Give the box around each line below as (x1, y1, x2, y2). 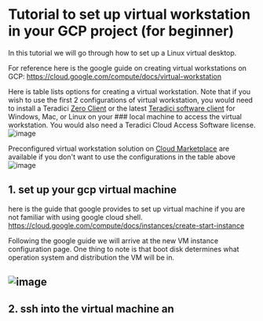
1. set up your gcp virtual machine (8, 183, 177, 197)
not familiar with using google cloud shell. (8, 212, 143, 221)
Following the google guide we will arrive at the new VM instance (8, 235, 218, 245)
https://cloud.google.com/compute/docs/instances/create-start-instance (8, 221, 245, 230)
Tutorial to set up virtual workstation (8, 5, 251, 24)
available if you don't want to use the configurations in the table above (8, 151, 236, 162)
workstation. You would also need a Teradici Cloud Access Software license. (8, 120, 256, 129)
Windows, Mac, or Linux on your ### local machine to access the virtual (8, 111, 242, 121)
